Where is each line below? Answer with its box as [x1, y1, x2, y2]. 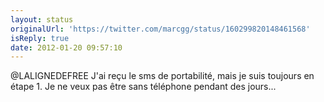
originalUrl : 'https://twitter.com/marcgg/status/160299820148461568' [10, 24, 311, 34]
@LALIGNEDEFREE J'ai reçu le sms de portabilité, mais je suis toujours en [10, 70, 315, 82]
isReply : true [10, 33, 70, 43]
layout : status [10, 14, 74, 25]
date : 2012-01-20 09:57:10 [10, 42, 123, 53]
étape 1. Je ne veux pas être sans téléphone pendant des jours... [10, 81, 277, 93]
